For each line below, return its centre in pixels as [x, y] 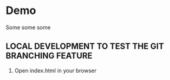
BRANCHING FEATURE [49, 56]
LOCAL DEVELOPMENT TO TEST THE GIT [85, 46]
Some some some [28, 27]
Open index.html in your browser [55, 70]
